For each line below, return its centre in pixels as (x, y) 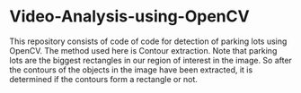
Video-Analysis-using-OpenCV (129, 17)
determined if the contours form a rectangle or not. (103, 79)
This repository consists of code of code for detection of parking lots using (148, 41)
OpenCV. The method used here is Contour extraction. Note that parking (143, 50)
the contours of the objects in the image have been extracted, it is (131, 70)
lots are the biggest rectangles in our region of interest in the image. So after (150, 60)
